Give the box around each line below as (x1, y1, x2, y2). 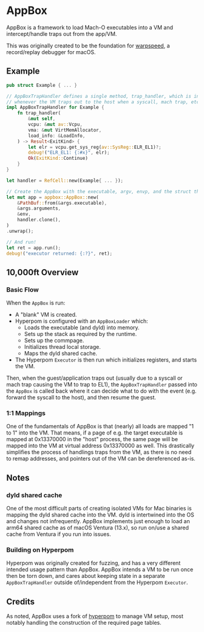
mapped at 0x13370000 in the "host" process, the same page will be (6, 436, 178, 443)
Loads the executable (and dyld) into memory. (24, 324, 140, 331)
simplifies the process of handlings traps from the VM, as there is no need (6, 448, 192, 456)
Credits (6, 596, 35, 606)
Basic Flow (6, 285, 39, 294)
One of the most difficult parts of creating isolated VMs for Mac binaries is (6, 505, 192, 512)
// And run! (6, 239, 36, 245)
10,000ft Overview (6, 267, 79, 277)
